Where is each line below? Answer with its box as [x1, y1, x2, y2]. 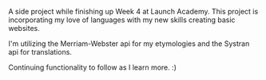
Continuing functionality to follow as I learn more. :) [8, 63, 177, 72]
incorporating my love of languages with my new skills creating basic [8, 15, 236, 25]
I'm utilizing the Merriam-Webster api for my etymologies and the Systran [8, 39, 250, 48]
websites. [8, 24, 40, 32]
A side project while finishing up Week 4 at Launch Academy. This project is [8, 7, 259, 16]
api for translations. [8, 48, 72, 56]
